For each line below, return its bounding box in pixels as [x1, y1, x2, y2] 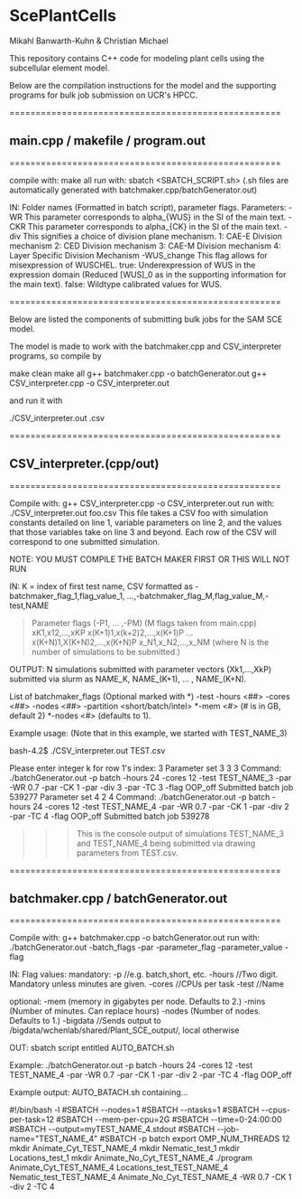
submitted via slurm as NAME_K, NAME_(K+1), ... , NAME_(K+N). [9, 673, 247, 684]
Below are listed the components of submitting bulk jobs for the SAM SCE [9, 314, 283, 324]
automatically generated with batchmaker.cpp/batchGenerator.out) [9, 184, 258, 195]
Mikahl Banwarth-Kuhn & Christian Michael [9, 35, 169, 46]
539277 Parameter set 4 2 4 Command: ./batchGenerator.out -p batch [9, 792, 270, 802]
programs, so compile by [9, 350, 102, 361]
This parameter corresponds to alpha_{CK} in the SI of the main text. [27, 220, 282, 231]
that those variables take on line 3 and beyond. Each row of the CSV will [9, 526, 277, 538]
